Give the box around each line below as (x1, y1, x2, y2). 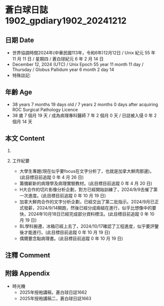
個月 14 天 (12, 118, 33, 124)
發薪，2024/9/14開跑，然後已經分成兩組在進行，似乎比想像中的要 (23, 205, 157, 211)
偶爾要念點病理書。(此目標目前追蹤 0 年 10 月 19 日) (19, 235, 123, 241)
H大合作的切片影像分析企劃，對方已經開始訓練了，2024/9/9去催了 (19, 187, 154, 192)
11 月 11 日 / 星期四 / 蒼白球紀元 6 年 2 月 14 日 (12, 56, 104, 62)
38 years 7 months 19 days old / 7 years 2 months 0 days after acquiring (12, 101, 158, 107)
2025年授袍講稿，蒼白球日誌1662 (19, 289, 87, 295)
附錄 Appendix (5, 269, 50, 278)
